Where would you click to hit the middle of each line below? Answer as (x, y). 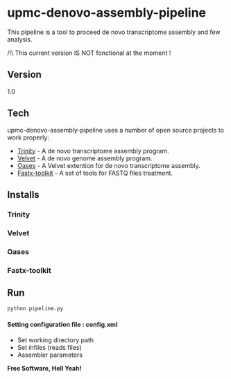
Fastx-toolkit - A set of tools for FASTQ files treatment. (95, 173)
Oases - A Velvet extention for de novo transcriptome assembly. (109, 165)
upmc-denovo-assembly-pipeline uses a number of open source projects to (115, 130)
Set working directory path (55, 340)
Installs (23, 195)
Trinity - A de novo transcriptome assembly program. (93, 151)
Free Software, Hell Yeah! (44, 368)
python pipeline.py (35, 309)
